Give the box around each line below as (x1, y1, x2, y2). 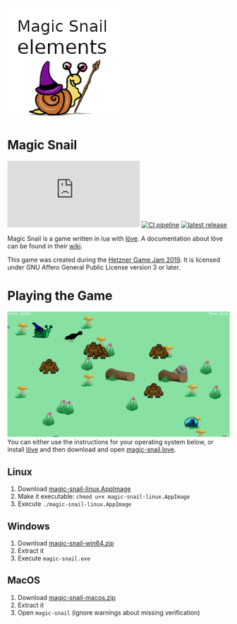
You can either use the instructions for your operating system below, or (7, 438, 214, 446)
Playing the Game (7, 288, 113, 304)
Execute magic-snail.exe (17, 554, 90, 562)
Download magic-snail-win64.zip (17, 539, 114, 547)
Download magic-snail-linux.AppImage (17, 485, 131, 493)
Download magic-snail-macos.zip (17, 593, 116, 601)
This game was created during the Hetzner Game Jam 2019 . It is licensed (7, 255, 221, 264)
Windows (7, 520, 50, 532)
